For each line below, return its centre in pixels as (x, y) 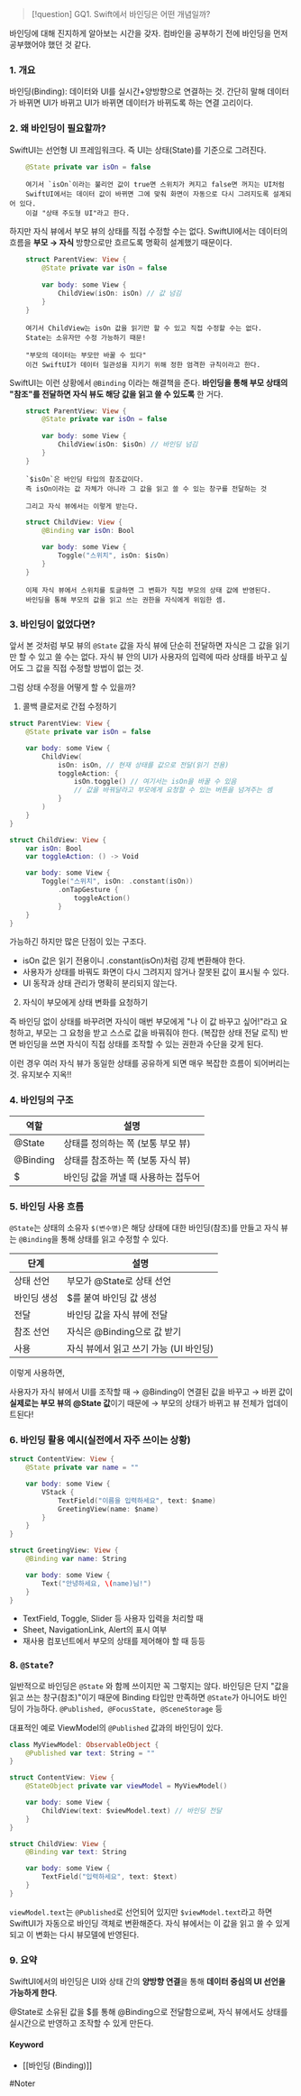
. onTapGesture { (88, 890)
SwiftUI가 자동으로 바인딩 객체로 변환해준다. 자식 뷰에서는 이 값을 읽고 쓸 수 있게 (150, 1923)
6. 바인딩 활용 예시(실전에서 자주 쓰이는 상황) (100, 1439)
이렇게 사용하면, (37, 1372)
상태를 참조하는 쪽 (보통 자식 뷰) (127, 1160)
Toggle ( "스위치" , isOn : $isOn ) (113, 556)
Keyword (27, 2044)
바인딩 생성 (36, 1298)
